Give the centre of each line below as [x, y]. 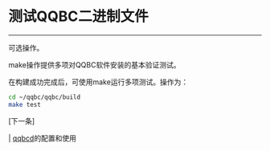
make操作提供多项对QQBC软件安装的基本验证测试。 [94, 64]
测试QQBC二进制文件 [78, 16]
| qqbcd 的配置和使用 [42, 138]
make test [25, 104]
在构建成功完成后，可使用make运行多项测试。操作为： [98, 82]
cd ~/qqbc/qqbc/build [45, 97]
